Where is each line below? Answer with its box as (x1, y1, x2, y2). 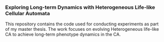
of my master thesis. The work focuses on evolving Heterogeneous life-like (5, 26, 159, 32)
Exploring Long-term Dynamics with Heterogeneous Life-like (5, 4, 156, 11)
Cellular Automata (5, 10, 50, 17)
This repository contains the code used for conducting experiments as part (5, 21, 159, 27)
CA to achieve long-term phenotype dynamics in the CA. (5, 31, 121, 38)
